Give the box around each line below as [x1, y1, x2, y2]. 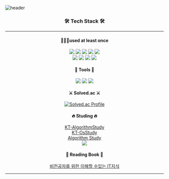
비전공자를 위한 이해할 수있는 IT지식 [49, 163, 120, 169]
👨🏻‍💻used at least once [60, 37, 109, 43]
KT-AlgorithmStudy [64, 124, 105, 130]
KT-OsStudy [71, 130, 98, 136]
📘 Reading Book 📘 [65, 151, 104, 157]
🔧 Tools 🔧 [74, 67, 95, 73]
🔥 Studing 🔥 [71, 113, 98, 119]
